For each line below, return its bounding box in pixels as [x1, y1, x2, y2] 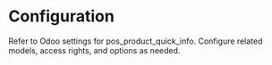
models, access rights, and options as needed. [8, 45, 181, 55]
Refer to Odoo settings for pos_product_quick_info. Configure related [8, 36, 263, 46]
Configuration [8, 6, 115, 27]
